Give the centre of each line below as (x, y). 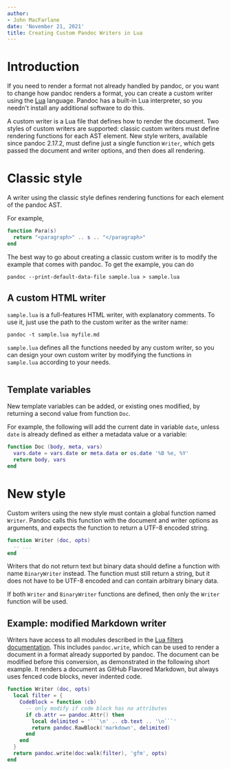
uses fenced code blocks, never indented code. (75, 677)
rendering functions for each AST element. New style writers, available (107, 136)
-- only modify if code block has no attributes (96, 708)
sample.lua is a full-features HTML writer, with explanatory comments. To (111, 314)
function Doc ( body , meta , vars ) (55, 447)
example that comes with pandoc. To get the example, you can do (101, 264)
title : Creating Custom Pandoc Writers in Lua (75, 33)
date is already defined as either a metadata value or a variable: (97, 435)
